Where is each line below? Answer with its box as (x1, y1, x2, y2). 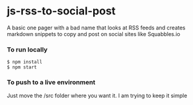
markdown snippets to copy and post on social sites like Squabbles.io (7, 30, 180, 37)
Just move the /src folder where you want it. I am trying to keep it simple (7, 92, 188, 99)
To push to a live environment (7, 78, 96, 86)
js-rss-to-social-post (7, 4, 116, 18)
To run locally (7, 45, 48, 53)
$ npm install (7, 59, 43, 65)
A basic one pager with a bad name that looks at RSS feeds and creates (7, 24, 186, 31)
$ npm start (7, 64, 37, 70)
